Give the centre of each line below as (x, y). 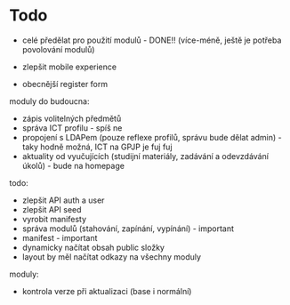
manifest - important (60, 237)
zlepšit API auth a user (63, 200)
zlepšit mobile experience (69, 67)
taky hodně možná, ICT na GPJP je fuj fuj (97, 147)
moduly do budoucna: (49, 101)
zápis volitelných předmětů (72, 118)
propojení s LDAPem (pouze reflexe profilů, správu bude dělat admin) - (152, 137)
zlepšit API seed (52, 209)
